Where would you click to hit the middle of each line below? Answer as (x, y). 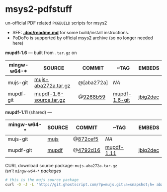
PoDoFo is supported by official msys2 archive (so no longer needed (83, 38)
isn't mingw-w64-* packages (33, 171)
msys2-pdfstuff (39, 9)
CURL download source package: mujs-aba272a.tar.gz (61, 165)
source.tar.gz (50, 100)
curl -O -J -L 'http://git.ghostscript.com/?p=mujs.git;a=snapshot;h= (80, 185)
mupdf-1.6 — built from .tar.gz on (41, 53)
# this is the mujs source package (42, 180)
